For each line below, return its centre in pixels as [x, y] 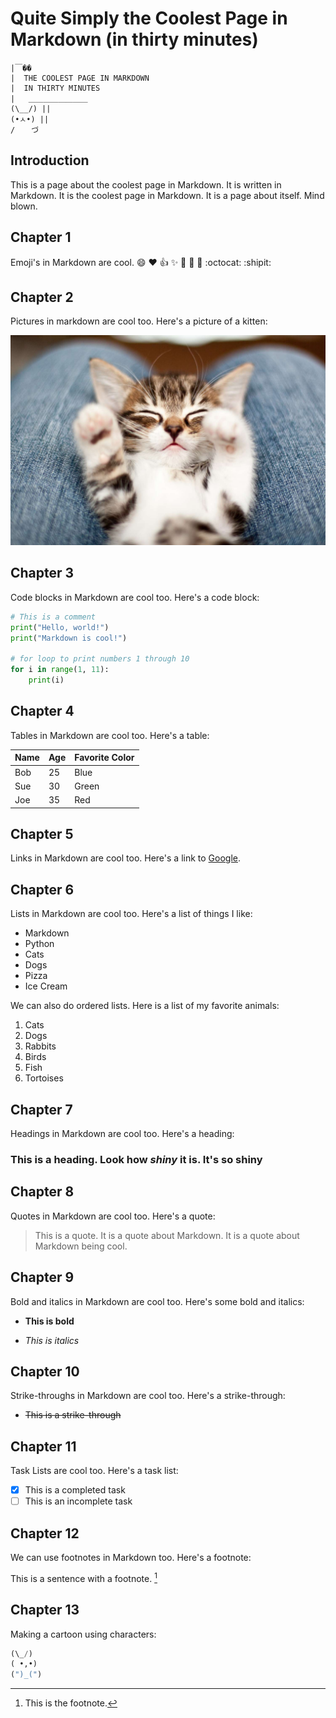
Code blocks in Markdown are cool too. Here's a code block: [135, 597]
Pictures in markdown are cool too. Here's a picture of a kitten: [139, 321]
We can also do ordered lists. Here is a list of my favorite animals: [145, 1006]
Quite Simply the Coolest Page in [149, 18]
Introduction [50, 160]
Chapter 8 [42, 1192]
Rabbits [40, 1046]
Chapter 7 [41, 1109]
